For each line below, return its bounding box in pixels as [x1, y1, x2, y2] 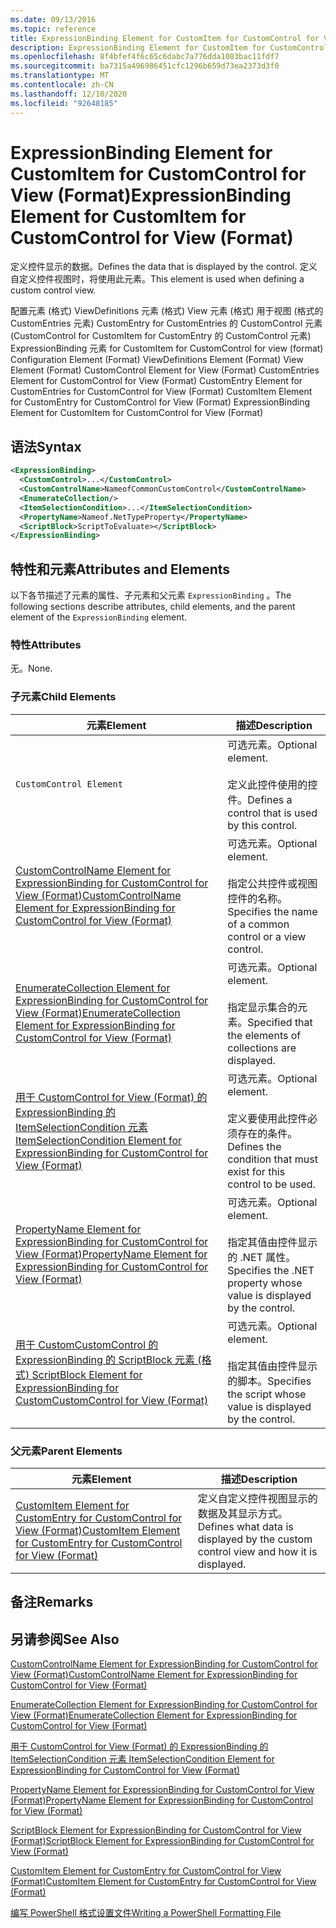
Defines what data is [197, 1519, 294, 1533]
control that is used [227, 806, 318, 820]
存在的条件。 [237, 1126, 298, 1140]
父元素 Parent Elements [10, 1444, 123, 1458]
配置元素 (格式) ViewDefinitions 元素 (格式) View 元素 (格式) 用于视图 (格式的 [10, 305, 324, 317]
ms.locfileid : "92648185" [10, 98, 118, 108]
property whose [227, 1276, 303, 1290]
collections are [227, 1041, 297, 1055]
